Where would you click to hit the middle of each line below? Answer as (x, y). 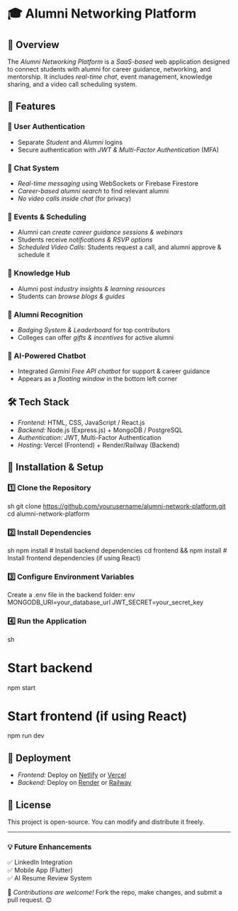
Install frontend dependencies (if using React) (74, 558)
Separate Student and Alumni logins (70, 142)
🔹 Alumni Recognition (45, 315)
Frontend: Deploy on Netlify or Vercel (72, 775)
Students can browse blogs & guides (71, 296)
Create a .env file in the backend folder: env (71, 595)
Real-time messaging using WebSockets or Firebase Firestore (108, 183)
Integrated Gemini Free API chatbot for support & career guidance (114, 371)
